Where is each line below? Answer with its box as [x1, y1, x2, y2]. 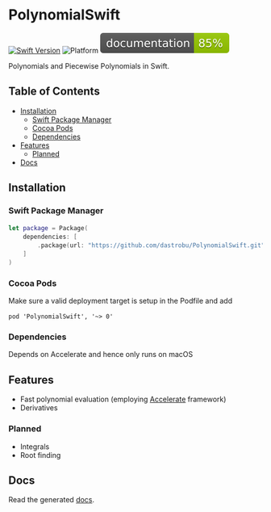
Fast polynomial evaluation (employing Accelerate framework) [19, 394, 227, 405]
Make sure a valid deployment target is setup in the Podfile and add [8, 296, 232, 306]
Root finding [19, 450, 61, 460]
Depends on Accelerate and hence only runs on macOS [8, 350, 194, 359]
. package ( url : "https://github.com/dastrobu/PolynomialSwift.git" [37, 241, 265, 250]
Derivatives [19, 403, 58, 413]
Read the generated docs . [8, 495, 95, 505]
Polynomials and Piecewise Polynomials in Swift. [8, 61, 170, 70]
